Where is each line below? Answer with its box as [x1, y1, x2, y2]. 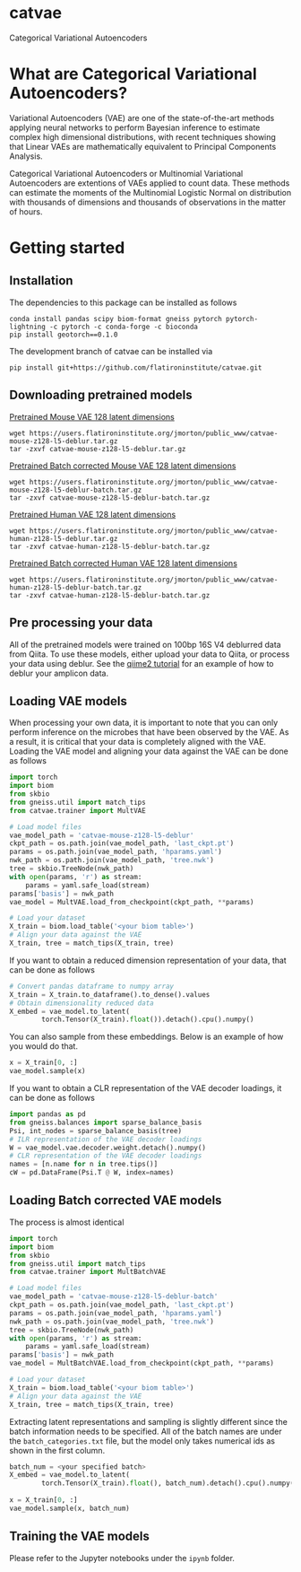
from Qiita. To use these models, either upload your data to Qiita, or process [9, 649, 290, 659]
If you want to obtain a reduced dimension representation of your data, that [9, 955, 287, 965]
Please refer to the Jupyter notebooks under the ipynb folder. [9, 1552, 236, 1563]
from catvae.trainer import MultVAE [9, 806, 146, 815]
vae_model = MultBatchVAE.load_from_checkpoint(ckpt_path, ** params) [9, 1358, 275, 1368]
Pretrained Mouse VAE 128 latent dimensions [9, 411, 175, 422]
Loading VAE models [9, 694, 128, 709]
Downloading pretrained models [9, 388, 193, 403]
